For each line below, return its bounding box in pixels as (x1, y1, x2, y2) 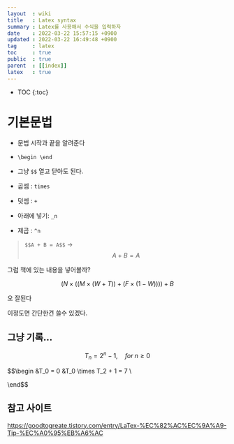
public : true (7, 56, 52, 63)
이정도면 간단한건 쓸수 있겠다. (7, 309, 88, 318)
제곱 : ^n (17, 226, 41, 235)
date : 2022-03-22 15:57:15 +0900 (7, 29, 117, 37)
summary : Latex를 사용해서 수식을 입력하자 (7, 23, 122, 30)
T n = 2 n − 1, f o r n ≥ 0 (84, 350, 151, 362)
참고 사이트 (7, 402, 52, 414)
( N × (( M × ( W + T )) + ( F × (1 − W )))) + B (60, 280, 175, 288)
